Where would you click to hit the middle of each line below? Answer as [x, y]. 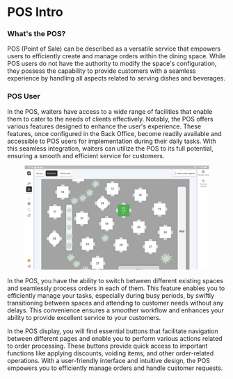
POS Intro [35, 12]
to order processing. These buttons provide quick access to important [107, 346]
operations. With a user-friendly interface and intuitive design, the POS [109, 360]
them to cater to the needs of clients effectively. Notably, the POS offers [110, 119]
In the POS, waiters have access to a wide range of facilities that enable [110, 111]
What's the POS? [37, 34]
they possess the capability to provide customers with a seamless [102, 71]
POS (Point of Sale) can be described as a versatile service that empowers [114, 49]
